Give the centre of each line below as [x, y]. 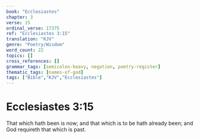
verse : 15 [18, 22]
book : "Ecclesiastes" [33, 12]
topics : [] [20, 56]
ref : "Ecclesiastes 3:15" [38, 34]
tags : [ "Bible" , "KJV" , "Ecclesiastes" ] [54, 77]
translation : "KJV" [30, 39]
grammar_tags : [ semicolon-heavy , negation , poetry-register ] [83, 67]
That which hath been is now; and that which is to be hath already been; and [100, 123]
